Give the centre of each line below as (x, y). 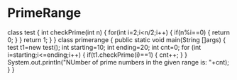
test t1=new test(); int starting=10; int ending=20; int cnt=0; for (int (104, 47)
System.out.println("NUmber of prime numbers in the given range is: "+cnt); (118, 62)
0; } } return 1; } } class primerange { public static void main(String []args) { (116, 39)
